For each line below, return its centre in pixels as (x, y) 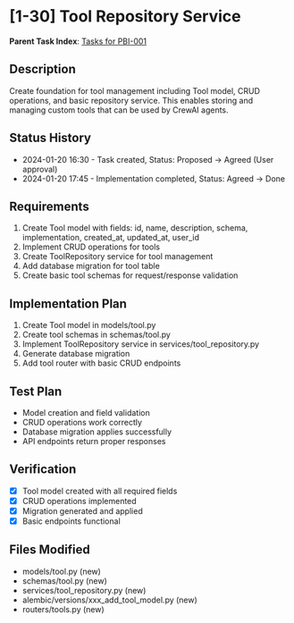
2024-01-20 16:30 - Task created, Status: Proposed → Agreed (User (148, 159)
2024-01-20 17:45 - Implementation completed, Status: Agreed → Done (154, 178)
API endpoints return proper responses (94, 441)
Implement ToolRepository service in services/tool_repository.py (141, 344)
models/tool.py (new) (61, 571)
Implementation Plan (68, 303)
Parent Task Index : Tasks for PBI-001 (78, 41)
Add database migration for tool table (91, 266)
